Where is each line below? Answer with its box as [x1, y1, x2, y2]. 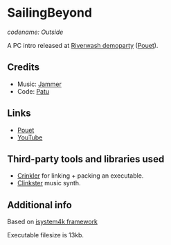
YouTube [17, 133, 43, 142]
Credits [7, 61, 40, 74]
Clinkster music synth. [17, 179, 81, 187]
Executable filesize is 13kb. [7, 231, 84, 239]
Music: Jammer [17, 80, 62, 88]
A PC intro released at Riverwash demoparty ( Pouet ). [7, 41, 159, 49]
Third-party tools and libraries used [7, 153, 165, 164]
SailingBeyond [7, 5, 92, 21]
